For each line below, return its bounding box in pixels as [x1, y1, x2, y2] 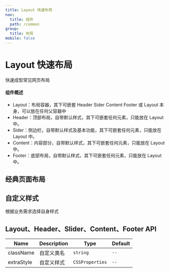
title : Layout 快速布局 [5, 7, 52, 13]
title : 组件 [10, 17, 34, 22]
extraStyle [8, 259, 32, 266]
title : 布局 [10, 31, 34, 36]
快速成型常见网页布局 [5, 77, 50, 83]
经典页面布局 [5, 175, 46, 184]
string [73, 250, 89, 256]
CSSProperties [73, 259, 108, 265]
